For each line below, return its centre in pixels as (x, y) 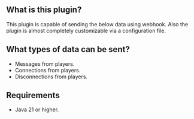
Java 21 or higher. (37, 109)
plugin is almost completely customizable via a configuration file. (86, 30)
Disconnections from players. (51, 77)
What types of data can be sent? (68, 49)
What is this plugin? (44, 10)
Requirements (33, 95)
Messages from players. (45, 64)
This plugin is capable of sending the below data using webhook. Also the (97, 24)
